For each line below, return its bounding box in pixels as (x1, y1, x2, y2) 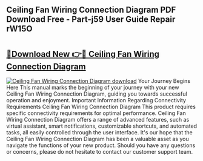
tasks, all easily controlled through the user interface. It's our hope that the (6, 129, 193, 136)
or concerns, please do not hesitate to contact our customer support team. (6, 148, 193, 155)
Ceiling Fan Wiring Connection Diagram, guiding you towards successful (6, 90, 187, 97)
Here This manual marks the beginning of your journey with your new (6, 84, 179, 91)
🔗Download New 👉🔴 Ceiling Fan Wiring (6, 48, 159, 59)
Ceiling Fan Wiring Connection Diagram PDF (6, 5, 176, 15)
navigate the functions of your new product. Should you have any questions (6, 142, 196, 149)
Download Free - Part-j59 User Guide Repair (6, 15, 176, 25)
